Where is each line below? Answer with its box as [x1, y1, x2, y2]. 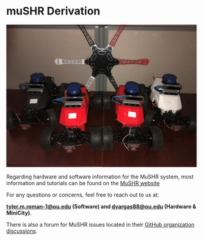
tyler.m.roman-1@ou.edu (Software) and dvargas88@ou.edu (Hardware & [6, 203, 196, 210]
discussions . [6, 227, 37, 235]
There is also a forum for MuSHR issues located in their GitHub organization [6, 221, 195, 228]
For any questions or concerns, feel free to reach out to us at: [6, 191, 159, 198]
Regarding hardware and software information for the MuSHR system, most [6, 173, 194, 180]
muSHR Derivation [6, 4, 101, 18]
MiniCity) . [6, 209, 32, 216]
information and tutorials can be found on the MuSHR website [6, 179, 160, 186]
